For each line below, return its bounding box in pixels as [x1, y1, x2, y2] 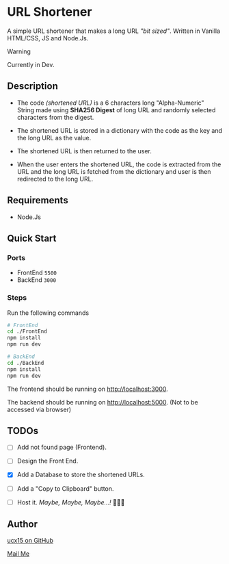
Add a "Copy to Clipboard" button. [16, 484, 114, 493]
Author [7, 518, 38, 530]
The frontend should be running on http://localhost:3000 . [7, 385, 169, 393]
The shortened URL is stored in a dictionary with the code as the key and [16, 126, 222, 134]
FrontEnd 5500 [16, 268, 57, 277]
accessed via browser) [7, 405, 72, 413]
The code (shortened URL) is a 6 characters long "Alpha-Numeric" [16, 99, 204, 107]
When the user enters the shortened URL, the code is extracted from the [16, 160, 221, 168]
